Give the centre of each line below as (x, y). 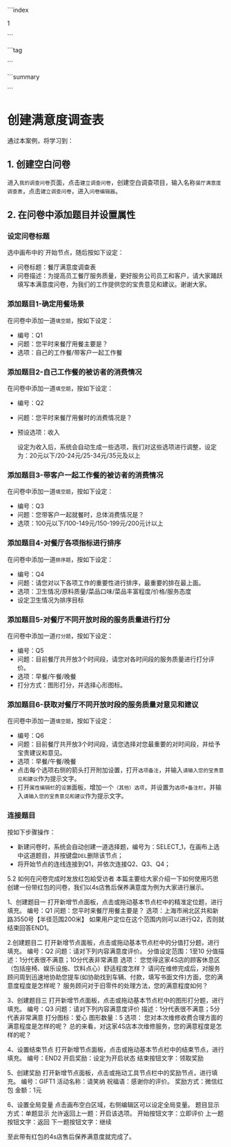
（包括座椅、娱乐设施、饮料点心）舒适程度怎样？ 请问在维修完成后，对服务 (114, 968)
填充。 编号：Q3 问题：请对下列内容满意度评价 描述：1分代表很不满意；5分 (114, 1009)
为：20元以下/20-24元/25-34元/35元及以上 (79, 455)
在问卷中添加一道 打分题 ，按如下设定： (60, 636)
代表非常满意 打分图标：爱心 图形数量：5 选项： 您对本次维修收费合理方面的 (115, 1017)
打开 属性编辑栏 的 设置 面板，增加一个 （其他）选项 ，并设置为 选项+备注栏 (110, 787)
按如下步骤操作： (31, 832)
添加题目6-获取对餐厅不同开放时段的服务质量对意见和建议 (103, 705)
